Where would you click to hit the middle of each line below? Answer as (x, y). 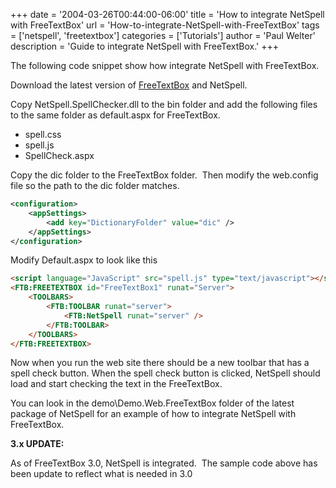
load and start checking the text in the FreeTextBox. (116, 384)
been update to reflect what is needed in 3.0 (101, 474)
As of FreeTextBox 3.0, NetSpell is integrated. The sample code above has (164, 463)
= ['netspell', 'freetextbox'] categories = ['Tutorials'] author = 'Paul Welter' (163, 35)
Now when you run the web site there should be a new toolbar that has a (160, 363)
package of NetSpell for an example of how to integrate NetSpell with (153, 414)
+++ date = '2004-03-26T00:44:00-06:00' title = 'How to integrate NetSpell (167, 14)
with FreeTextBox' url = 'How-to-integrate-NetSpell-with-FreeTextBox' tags (165, 25)
